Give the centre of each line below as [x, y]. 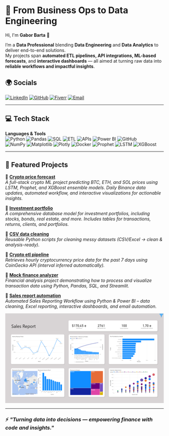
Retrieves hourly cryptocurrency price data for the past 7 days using [76, 260]
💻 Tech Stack [27, 119]
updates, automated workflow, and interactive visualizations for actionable [83, 193]
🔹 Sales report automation [33, 296]
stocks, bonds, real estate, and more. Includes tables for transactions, [78, 219]
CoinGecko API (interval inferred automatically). [55, 265]
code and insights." [30, 427]
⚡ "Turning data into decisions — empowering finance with [79, 419]
